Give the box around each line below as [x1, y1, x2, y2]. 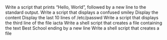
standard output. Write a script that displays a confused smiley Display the [5, 9, 158, 15]
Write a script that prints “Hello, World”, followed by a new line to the [5, 4, 146, 10]
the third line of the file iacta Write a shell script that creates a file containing [5, 20, 162, 26]
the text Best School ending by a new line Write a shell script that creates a [5, 25, 159, 31]
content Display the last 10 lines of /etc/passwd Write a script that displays [5, 15, 158, 20]
